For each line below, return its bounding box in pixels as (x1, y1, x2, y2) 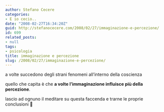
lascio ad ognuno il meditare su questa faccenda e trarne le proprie (5, 96, 144, 102)
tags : (5, 44, 16, 49)
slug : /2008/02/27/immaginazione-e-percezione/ (5, 58, 106, 63)
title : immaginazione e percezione (5, 53, 79, 58)
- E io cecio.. (5, 16, 37, 21)
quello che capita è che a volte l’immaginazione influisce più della (5, 81, 143, 87)
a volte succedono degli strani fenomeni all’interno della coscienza (5, 71, 142, 77)
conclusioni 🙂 (5, 101, 33, 107)
